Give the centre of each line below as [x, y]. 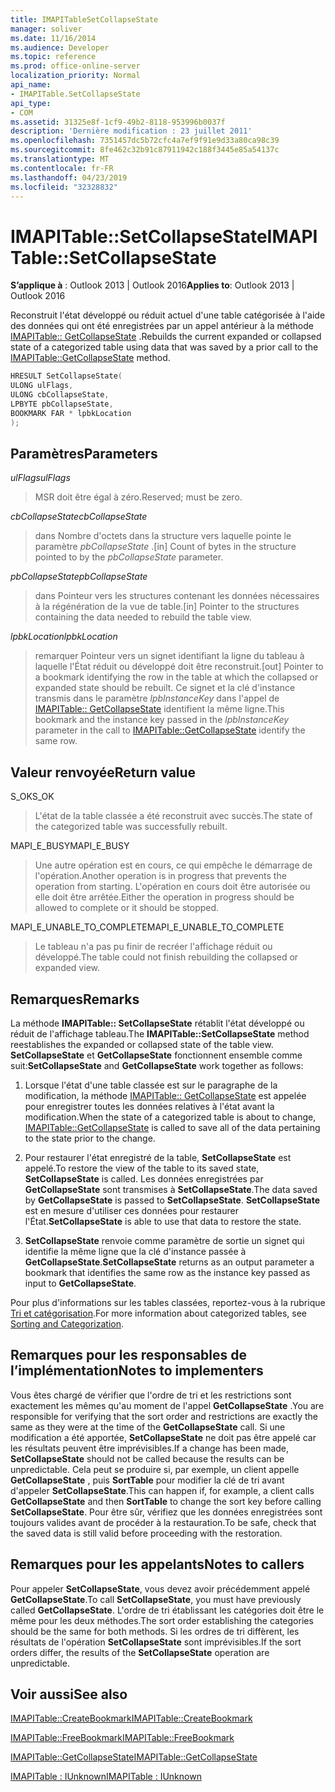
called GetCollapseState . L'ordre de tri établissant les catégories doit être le [167, 1610]
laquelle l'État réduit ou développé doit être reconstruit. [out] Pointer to [179, 667]
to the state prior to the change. [90, 1138]
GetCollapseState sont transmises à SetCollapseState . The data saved [171, 1189]
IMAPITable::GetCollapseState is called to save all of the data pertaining [172, 1127]
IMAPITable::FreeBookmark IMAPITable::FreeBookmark [122, 1738]
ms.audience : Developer [60, 47]
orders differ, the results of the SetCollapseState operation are [140, 1652]
